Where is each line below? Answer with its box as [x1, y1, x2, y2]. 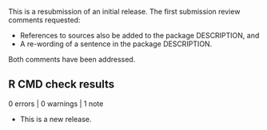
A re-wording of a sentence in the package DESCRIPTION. [19, 39, 213, 49]
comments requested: [8, 15, 81, 25]
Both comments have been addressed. [8, 55, 136, 64]
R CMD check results [8, 77, 115, 91]
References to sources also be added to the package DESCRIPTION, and [19, 31, 260, 40]
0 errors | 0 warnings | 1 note [8, 99, 104, 108]
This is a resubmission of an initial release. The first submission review [8, 7, 241, 16]
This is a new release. [19, 114, 92, 124]
